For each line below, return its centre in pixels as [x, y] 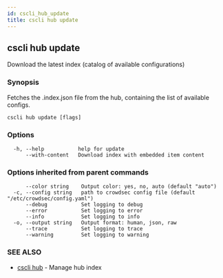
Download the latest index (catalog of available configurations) [96, 64]
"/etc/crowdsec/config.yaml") [51, 199]
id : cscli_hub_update [38, 13]
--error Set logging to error [84, 211]
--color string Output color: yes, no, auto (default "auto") [121, 187]
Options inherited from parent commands [78, 172]
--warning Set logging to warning [87, 235]
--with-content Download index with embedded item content [115, 155]
